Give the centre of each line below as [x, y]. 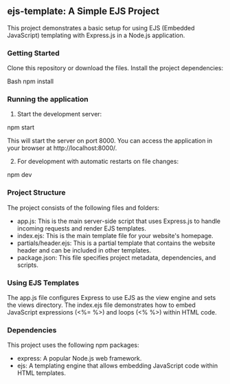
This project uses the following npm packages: [73, 345]
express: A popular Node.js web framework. [79, 359]
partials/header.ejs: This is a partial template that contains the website [116, 243]
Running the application [48, 99]
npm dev [20, 175]
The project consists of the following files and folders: [83, 207]
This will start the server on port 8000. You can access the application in [110, 141]
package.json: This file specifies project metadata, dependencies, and [116, 257]
